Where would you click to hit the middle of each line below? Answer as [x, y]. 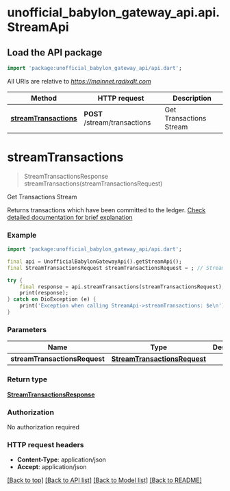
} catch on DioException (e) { [52, 299]
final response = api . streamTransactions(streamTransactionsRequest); [122, 287]
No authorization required [43, 427]
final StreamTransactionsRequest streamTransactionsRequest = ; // [105, 268]
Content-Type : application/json [61, 459]
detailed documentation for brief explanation [70, 217]
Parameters [27, 329]
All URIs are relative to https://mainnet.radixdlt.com [79, 81]
